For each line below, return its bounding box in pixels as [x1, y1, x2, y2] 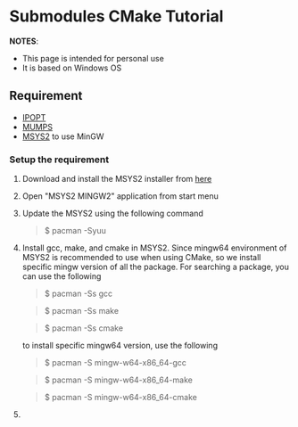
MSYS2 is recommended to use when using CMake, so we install [21, 252, 261, 263]
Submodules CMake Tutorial [9, 6, 224, 27]
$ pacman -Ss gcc [44, 288, 113, 300]
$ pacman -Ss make [44, 306, 119, 316]
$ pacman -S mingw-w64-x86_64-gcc [44, 357, 187, 368]
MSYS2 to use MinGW [21, 131, 104, 142]
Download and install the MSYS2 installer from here [21, 174, 212, 185]
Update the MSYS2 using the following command [21, 208, 203, 219]
